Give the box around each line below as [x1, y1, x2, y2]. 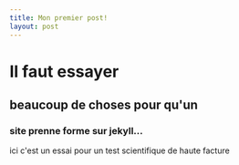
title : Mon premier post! [9, 13, 108, 23]
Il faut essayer [9, 61, 119, 82]
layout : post [9, 22, 59, 31]
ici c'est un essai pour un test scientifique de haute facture [9, 145, 230, 156]
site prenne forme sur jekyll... [9, 125, 143, 137]
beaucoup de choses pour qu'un [9, 98, 199, 113]
